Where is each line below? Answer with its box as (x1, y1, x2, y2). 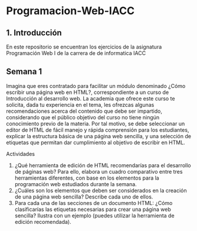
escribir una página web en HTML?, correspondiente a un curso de (6, 89, 169, 96)
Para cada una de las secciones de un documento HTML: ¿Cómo (14, 199, 173, 206)
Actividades (6, 150, 35, 157)
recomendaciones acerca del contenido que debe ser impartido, (6, 108, 162, 115)
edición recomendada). (14, 218, 72, 225)
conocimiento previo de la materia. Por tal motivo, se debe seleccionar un (6, 120, 185, 127)
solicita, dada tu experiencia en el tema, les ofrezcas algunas (6, 101, 155, 108)
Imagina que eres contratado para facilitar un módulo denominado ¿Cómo (6, 82, 186, 89)
